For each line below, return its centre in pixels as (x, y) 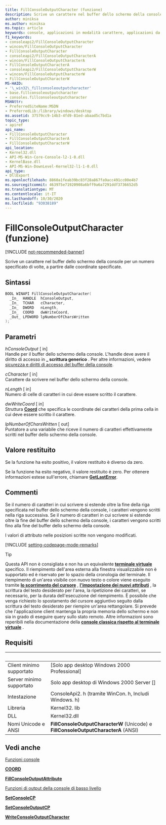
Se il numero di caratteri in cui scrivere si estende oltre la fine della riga (77, 504)
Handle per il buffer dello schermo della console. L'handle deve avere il (77, 354)
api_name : (15, 129)
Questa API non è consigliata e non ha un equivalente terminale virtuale (79, 564)
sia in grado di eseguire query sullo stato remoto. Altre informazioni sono (79, 616)
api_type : (15, 171)
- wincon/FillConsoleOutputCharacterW (45, 74)
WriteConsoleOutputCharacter (38, 817)
